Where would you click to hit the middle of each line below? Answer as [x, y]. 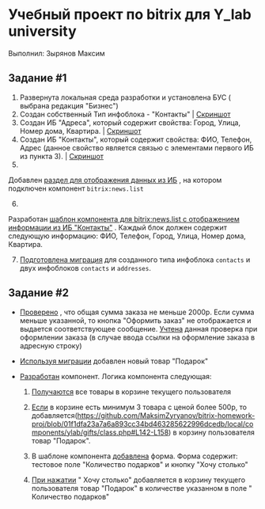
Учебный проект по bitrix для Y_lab [130, 15]
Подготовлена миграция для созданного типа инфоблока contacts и [135, 260]
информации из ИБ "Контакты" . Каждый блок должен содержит [118, 227]
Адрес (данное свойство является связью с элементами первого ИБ [137, 147]
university [42, 31]
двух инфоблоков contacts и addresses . [85, 268]
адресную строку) [51, 345]
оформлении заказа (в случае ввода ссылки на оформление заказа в [137, 337]
